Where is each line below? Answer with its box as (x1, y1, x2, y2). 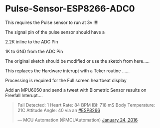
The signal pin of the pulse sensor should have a (5, 29, 105, 35)
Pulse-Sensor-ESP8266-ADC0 (5, 3, 135, 14)
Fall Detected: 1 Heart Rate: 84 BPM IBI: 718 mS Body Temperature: (17, 102, 156, 108)
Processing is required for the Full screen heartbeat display (5, 77, 127, 83)
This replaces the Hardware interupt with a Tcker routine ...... (5, 68, 130, 74)
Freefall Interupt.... (5, 92, 43, 98)
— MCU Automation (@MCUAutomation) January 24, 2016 (17, 117, 138, 123)
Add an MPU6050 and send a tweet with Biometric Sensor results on (5, 87, 147, 93)
